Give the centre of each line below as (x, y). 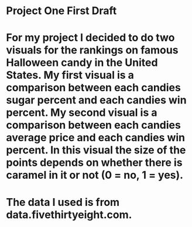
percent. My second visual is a (82, 113)
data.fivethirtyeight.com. (69, 214)
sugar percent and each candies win (96, 100)
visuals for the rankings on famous (92, 50)
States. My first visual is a (70, 75)
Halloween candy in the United (82, 63)
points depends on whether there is (94, 163)
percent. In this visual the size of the (96, 150)
